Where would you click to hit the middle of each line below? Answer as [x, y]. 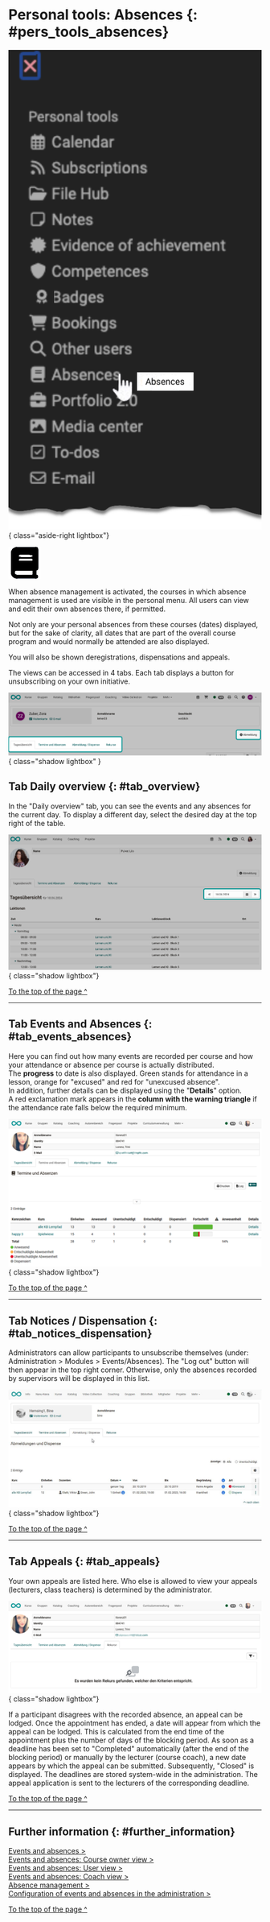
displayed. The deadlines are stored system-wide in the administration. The [133, 1775]
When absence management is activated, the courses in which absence [127, 591]
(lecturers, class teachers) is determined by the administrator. [110, 1589]
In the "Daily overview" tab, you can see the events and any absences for [130, 806]
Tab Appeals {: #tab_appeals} [84, 1562]
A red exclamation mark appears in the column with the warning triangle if [133, 1099]
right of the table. [37, 823]
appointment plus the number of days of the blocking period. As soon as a [131, 1740]
